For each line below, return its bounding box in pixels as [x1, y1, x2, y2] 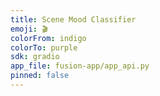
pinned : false [10, 71, 70, 81]
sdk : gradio [10, 52, 60, 62]
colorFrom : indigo [10, 33, 87, 43]
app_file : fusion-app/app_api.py [10, 61, 150, 71]
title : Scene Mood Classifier [10, 14, 137, 25]
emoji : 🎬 [10, 24, 48, 34]
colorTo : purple [10, 42, 78, 53]
